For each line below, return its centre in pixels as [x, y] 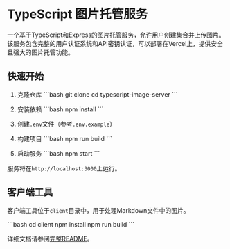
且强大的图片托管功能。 [41, 52]
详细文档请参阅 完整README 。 [50, 239]
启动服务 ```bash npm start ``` [59, 153]
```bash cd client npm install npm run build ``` [71, 224]
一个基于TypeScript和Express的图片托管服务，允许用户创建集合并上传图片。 [116, 35]
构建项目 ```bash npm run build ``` [64, 138]
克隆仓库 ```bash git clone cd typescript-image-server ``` [97, 94]
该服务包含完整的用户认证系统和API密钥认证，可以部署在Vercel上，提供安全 [115, 43]
